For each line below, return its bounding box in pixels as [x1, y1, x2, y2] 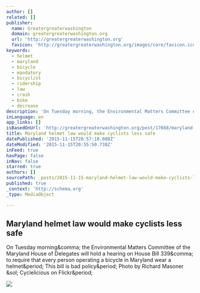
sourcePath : [6, 175, 36, 181]
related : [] [6, 14, 36, 20]
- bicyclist [11, 75, 42, 81]
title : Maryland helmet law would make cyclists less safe [6, 130, 156, 137]
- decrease [11, 102, 39, 109]
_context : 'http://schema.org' [6, 186, 84, 192]
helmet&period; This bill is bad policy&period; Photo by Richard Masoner [6, 263, 184, 270]
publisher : [6, 20, 33, 26]
